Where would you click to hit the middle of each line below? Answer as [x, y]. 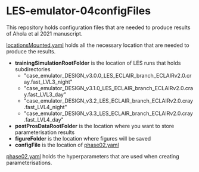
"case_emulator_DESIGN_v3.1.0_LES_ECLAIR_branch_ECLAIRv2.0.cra [108, 88]
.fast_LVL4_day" [43, 119]
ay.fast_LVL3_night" [48, 82]
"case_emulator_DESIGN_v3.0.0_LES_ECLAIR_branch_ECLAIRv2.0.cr [108, 75]
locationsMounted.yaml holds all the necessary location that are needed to [98, 45]
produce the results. [31, 51]
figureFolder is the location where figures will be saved [83, 138]
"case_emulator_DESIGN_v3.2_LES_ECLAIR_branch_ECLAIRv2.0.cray [108, 101]
